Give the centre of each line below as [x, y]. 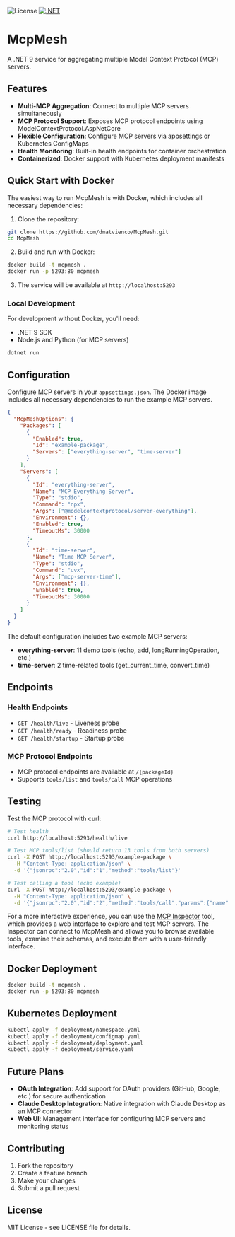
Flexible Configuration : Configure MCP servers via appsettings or [114, 136]
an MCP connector [45, 1111]
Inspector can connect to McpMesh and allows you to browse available [111, 931]
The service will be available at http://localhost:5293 [96, 285]
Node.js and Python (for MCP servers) [73, 340]
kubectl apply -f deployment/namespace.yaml [74, 1030]
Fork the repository [46, 1165]
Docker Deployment [52, 969]
